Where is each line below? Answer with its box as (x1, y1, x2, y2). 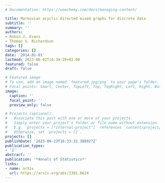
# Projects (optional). (5, 111, 54, 116)
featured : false (5, 62, 38, 67)
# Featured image (5, 75, 41, 80)
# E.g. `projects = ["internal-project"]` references (5, 125, 122, 130)
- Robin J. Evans (5, 34, 41, 39)
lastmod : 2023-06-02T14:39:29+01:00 (5, 57, 80, 62)
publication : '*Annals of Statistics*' (5, 157, 87, 162)
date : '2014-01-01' (5, 52, 45, 57)
